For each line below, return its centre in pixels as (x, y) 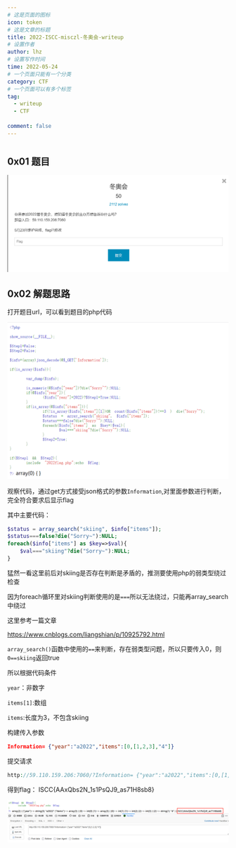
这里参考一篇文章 (32, 620)
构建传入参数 (26, 732)
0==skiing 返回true (33, 657)
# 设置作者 (21, 45)
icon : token (25, 22)
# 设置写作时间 (26, 60)
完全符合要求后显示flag (41, 500)
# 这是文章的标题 (29, 30)
